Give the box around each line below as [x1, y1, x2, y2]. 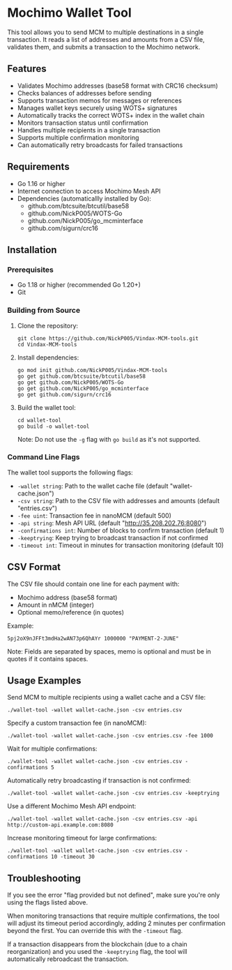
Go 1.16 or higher [17, 179, 65, 187]
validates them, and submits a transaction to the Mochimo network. [7, 43, 201, 51]
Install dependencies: [17, 353, 79, 362]
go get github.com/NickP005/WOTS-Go [17, 378, 124, 386]
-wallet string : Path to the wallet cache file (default [17, 482, 169, 490]
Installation [7, 244, 57, 256]
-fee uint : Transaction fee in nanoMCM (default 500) [17, 511, 172, 520]
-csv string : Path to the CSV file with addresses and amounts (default [17, 496, 220, 505]
